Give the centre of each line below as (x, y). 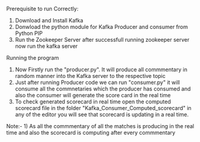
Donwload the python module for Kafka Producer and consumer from (102, 27)
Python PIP (29, 33)
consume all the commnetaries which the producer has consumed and (103, 89)
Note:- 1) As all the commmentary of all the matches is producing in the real (100, 126)
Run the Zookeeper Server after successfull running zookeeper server (102, 40)
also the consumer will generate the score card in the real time (93, 95)
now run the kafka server (46, 46)
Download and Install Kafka (49, 20)
